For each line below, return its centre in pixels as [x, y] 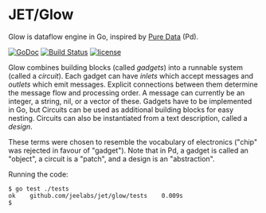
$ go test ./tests [39, 188]
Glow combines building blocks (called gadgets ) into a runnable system [125, 67]
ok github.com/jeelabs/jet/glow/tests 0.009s [96, 196]
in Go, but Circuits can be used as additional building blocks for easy [121, 110]
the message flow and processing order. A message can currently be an [127, 92]
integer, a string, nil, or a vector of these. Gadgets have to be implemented [130, 101]
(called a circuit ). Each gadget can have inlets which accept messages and [131, 76]
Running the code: [39, 174]
